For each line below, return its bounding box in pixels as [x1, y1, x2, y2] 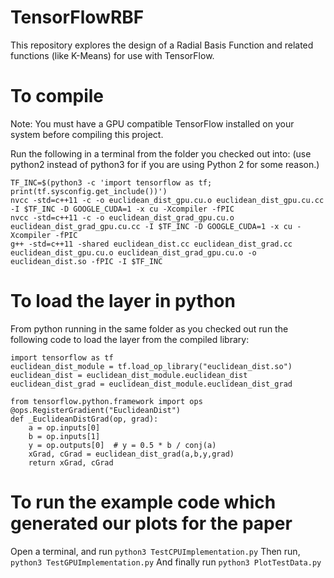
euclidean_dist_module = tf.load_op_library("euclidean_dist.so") [10, 361, 293, 371]
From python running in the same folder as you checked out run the [10, 322, 289, 335]
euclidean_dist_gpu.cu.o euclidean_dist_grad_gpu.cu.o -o [10, 247, 257, 258]
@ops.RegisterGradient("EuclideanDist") [10, 405, 182, 415]
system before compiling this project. [10, 128, 164, 140]
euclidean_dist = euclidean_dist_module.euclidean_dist [10, 370, 248, 380]
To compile [10, 85, 105, 108]
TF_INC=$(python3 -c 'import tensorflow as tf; [10, 177, 213, 188]
